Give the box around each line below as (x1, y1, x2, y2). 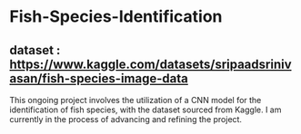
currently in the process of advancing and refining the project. (9, 114, 243, 124)
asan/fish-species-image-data (9, 71, 188, 86)
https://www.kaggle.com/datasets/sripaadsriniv (9, 56, 292, 72)
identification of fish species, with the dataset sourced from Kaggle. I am (9, 104, 282, 115)
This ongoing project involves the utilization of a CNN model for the (9, 95, 262, 105)
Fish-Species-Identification (9, 6, 223, 27)
